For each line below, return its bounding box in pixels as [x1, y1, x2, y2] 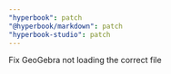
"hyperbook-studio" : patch [8, 30, 111, 39]
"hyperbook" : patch [8, 13, 83, 23]
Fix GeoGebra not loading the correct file [8, 55, 162, 66]
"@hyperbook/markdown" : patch [8, 22, 124, 31]
